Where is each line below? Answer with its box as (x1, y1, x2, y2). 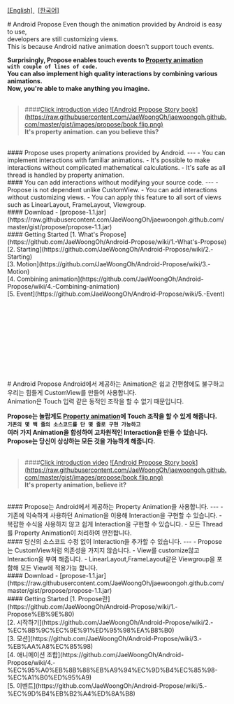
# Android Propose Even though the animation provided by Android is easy (7, 20, 222, 28)
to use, (7, 27, 27, 36)
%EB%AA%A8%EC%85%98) (7, 642, 93, 650)
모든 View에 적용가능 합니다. (20, 563, 98, 572)
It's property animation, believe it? (24, 480, 127, 489)
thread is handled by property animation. (7, 171, 124, 179)
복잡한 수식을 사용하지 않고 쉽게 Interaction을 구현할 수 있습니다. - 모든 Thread (7, 519, 224, 528)
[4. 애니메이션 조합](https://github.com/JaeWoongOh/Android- (7, 650, 184, 659)
